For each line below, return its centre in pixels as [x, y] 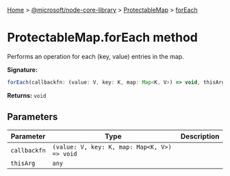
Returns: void [27, 95]
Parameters [33, 117]
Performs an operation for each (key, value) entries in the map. [95, 56]
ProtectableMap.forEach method [103, 38]
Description [200, 136]
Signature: [22, 70]
